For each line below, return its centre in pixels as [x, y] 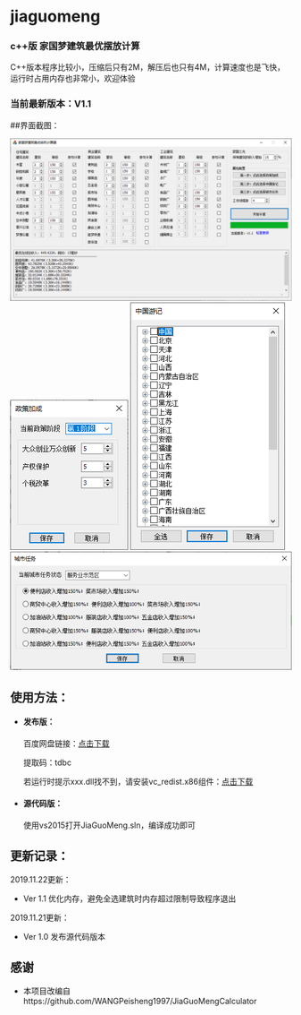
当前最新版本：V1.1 [51, 104]
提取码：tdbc [47, 762]
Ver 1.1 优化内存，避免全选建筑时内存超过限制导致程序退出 [130, 899]
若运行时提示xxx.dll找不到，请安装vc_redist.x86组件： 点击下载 [138, 781]
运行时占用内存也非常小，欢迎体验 [73, 79]
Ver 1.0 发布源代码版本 [64, 936]
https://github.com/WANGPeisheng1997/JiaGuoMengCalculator [140, 1001]
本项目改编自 [46, 991]
